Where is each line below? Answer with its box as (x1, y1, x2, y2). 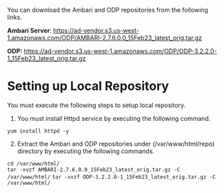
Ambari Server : (7, 27, 52, 34)
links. (7, 13, 23, 21)
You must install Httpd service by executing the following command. (17, 114, 211, 122)
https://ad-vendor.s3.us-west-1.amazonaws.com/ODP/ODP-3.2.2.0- (23, 47, 217, 55)
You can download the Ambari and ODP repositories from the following (7, 6, 209, 14)
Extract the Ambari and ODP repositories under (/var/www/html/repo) (17, 139, 215, 148)
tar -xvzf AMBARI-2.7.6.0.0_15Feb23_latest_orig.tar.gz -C (7, 166, 181, 173)
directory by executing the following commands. (17, 147, 155, 155)
